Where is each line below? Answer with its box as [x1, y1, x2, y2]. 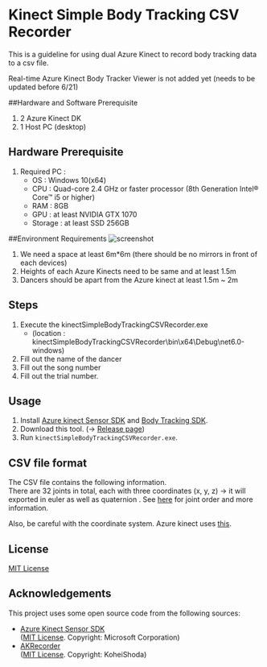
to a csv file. [8, 58, 49, 68]
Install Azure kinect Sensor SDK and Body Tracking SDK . [19, 416, 208, 425]
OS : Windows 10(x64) [31, 175, 107, 184]
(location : [31, 328, 66, 338]
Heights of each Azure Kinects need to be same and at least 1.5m [19, 266, 237, 275]
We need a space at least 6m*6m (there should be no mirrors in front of [19, 249, 258, 259]
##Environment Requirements [8, 234, 107, 243]
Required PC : [19, 167, 66, 176]
